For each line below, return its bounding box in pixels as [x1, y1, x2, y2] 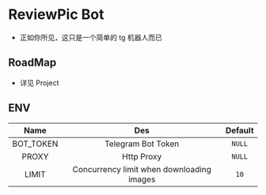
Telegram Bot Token [104, 138, 180, 149]
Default [225, 125, 254, 136]
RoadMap [8, 56, 57, 69]
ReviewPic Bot [8, 6, 104, 24]
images [127, 174, 156, 185]
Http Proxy [122, 151, 162, 162]
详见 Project [19, 77, 59, 88]
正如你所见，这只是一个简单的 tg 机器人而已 [19, 32, 162, 42]
